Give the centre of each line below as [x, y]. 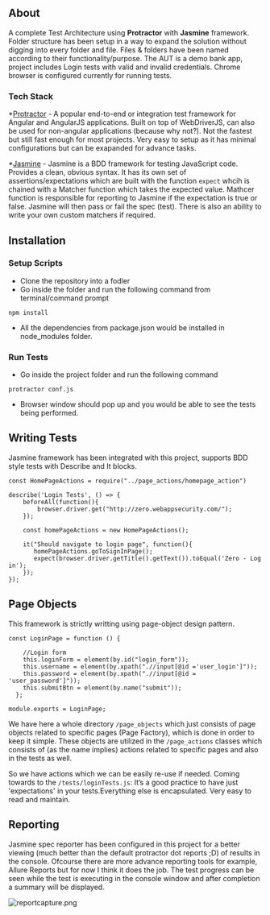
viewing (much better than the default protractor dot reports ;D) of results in [134, 852]
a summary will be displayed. [56, 887]
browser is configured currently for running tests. [90, 75]
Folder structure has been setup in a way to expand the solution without [128, 41]
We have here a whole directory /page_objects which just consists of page [132, 723]
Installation [37, 240]
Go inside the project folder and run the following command [119, 375]
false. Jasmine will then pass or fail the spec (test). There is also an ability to [135, 207]
